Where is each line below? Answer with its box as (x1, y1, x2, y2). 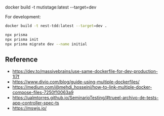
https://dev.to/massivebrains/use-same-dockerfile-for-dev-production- (12, 68, 158, 74)
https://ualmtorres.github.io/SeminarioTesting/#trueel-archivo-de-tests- (12, 95, 159, 101)
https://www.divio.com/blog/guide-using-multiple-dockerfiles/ (12, 79, 140, 85)
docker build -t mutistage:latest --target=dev (5, 4, 97, 10)
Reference (5, 55, 38, 63)
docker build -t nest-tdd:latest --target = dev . (5, 23, 107, 28)
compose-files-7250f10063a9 (12, 89, 74, 96)
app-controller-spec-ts (12, 100, 59, 106)
